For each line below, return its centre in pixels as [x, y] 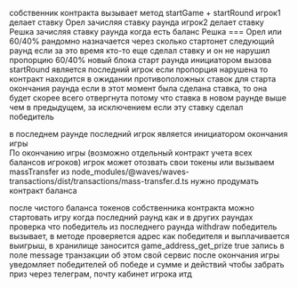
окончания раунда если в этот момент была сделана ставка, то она [138, 88]
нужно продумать [225, 181]
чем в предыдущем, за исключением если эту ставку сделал [126, 107]
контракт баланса [43, 191]
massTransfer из [40, 172]
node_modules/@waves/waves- [130, 172]
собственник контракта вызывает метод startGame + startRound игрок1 [145, 13]
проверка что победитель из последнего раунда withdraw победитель [143, 227]
